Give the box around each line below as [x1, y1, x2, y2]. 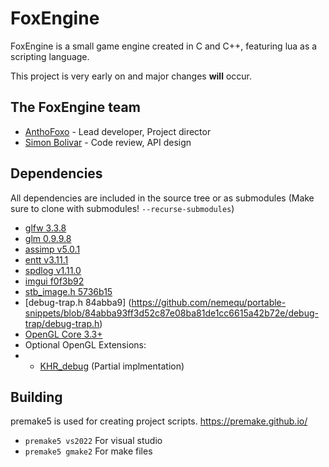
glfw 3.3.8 [24, 222, 67, 234]
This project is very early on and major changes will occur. [10, 70, 252, 82]
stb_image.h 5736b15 [24, 285, 113, 297]
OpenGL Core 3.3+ [24, 328, 103, 340]
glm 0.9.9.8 [24, 232, 72, 244]
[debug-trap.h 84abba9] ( [24, 296, 132, 308]
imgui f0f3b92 [24, 275, 85, 287]
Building [10, 388, 63, 406]
